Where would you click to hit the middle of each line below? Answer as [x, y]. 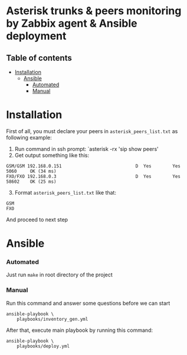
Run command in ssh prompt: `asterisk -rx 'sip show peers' [86, 149]
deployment [36, 36]
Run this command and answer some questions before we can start [88, 303]
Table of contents [39, 58]
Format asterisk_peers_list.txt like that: [65, 192]
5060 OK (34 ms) [32, 171]
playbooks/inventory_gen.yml [53, 319]
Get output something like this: [52, 155]
